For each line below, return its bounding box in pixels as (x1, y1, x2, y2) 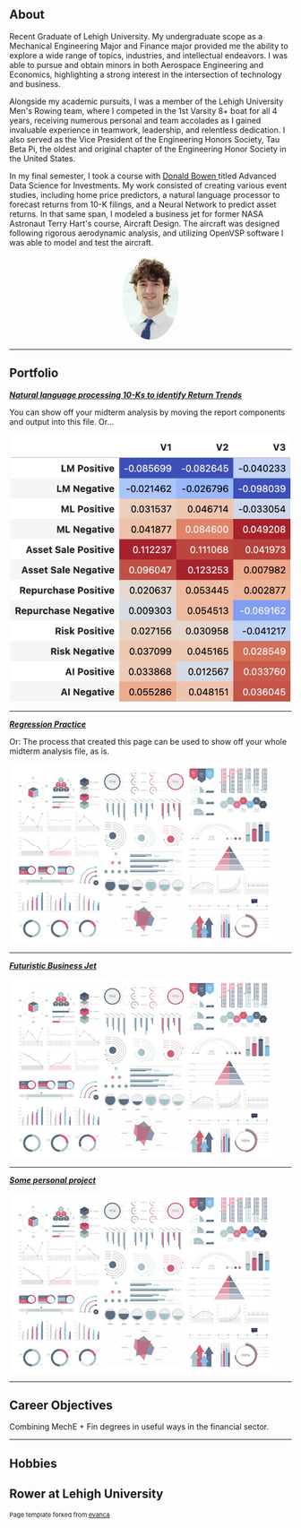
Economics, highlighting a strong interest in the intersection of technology (9, 69, 282, 80)
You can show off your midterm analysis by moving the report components (9, 407, 286, 418)
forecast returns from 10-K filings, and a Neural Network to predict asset (9, 199, 277, 210)
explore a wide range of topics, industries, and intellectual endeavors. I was (9, 49, 288, 61)
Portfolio (9, 366, 59, 381)
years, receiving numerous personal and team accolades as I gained (9, 115, 262, 125)
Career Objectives (9, 1397, 114, 1412)
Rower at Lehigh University (9, 1487, 164, 1502)
